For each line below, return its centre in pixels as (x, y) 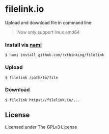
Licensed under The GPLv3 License (41, 127)
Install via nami (23, 45)
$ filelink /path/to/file (31, 78)
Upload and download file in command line (48, 23)
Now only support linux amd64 (48, 32)
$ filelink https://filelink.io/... (42, 100)
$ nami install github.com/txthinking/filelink (55, 55)
